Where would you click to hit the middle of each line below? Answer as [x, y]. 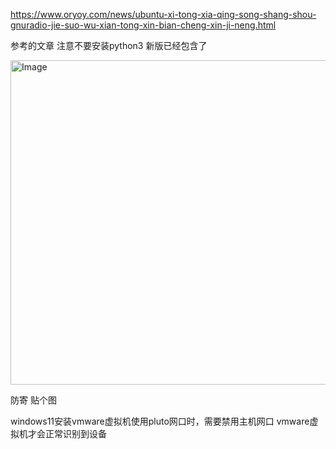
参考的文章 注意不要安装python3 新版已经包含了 [109, 45]
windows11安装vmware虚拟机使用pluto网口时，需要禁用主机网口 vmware [160, 421]
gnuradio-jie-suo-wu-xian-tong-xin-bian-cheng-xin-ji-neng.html [143, 25]
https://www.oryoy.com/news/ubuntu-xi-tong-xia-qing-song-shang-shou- [163, 14]
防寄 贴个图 [33, 400]
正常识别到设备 [75, 433]
